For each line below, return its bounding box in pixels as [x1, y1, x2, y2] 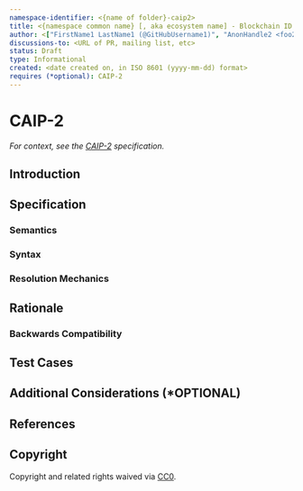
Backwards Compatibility [9, 327, 123, 340]
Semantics [9, 224, 58, 237]
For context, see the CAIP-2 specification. [9, 141, 165, 151]
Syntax [9, 249, 41, 261]
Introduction [9, 167, 81, 182]
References [9, 416, 76, 432]
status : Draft [9, 47, 63, 56]
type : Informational [9, 55, 87, 64]
